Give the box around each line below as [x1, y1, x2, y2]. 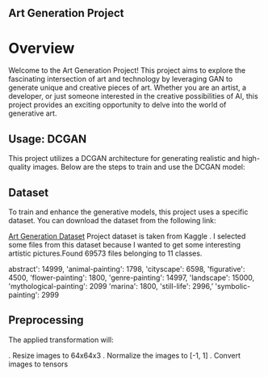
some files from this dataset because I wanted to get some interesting [8, 239, 241, 249]
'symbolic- [215, 281, 251, 290]
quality [8, 162, 31, 172]
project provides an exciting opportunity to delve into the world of [8, 100, 227, 110]
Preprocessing [8, 313, 84, 327]
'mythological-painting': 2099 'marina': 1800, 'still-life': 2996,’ [8, 281, 214, 290]
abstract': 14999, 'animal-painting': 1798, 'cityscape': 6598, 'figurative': [8, 264, 245, 273]
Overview [8, 39, 75, 57]
